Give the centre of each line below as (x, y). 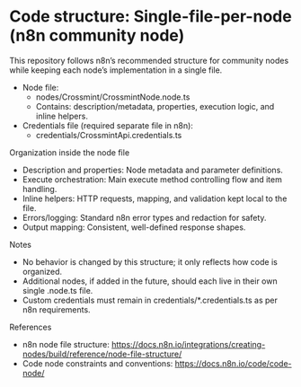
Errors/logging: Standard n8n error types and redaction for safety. (144, 217)
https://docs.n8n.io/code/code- (233, 363)
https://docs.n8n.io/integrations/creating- (188, 344)
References (31, 327)
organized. (42, 271)
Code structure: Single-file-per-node (150, 17)
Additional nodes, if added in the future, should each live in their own (150, 281)
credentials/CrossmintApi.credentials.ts (109, 135)
